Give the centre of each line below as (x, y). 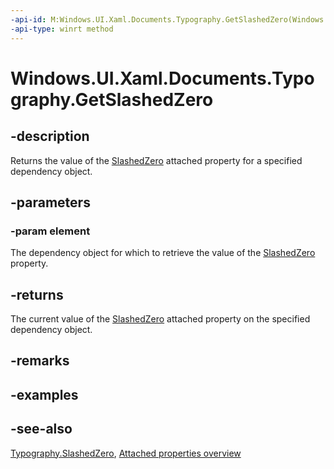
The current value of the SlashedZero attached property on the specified (160, 319)
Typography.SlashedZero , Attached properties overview (126, 453)
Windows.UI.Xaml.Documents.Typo (162, 78)
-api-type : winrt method (62, 29)
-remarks (40, 361)
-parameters (50, 202)
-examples (44, 394)
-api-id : (28, 19)
